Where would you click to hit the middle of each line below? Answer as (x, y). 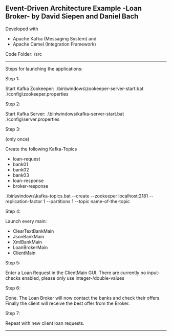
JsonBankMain (28, 236)
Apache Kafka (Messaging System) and (55, 38)
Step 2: (13, 104)
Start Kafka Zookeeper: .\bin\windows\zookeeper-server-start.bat (74, 88)
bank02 (21, 170)
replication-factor (24, 201)
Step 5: (13, 262)
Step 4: (13, 211)
